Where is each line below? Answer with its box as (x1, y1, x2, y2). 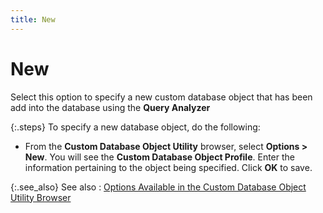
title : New (10, 14, 56, 25)
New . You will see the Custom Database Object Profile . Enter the (24, 151, 296, 163)
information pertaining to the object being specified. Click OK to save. (24, 161, 313, 173)
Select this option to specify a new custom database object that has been (10, 91, 313, 103)
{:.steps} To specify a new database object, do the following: (10, 121, 261, 133)
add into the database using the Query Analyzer (10, 101, 211, 113)
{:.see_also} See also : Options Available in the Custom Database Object (10, 181, 307, 193)
